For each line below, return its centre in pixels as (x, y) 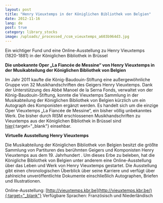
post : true (16, 28)
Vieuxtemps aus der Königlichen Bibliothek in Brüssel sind (63, 121)
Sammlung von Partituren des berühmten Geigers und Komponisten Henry (80, 150)
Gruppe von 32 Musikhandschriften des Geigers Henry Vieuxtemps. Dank (79, 85)
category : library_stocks (31, 32)
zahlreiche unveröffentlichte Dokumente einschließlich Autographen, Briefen (81, 176)
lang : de (14, 23)
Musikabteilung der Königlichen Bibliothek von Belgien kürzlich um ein (75, 100)
